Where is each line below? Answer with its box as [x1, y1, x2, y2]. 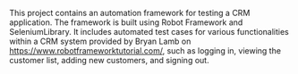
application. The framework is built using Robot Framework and [9, 17, 243, 28]
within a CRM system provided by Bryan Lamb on [9, 36, 192, 46]
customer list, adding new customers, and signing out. [9, 55, 209, 65]
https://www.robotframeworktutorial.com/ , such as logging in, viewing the [9, 45, 282, 56]
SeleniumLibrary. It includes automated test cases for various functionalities [9, 27, 289, 37]
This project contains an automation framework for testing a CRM [9, 8, 251, 18]
